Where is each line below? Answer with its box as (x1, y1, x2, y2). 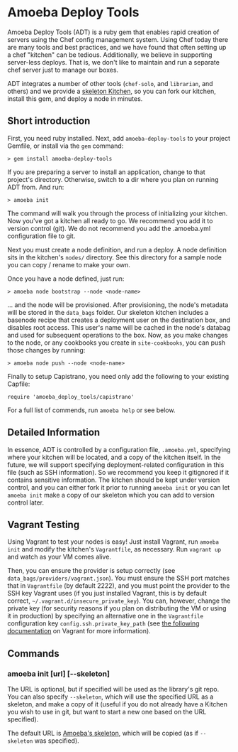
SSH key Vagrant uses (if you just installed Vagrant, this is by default (7, 589, 208, 598)
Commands (7, 648, 60, 660)
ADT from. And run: (7, 183, 64, 191)
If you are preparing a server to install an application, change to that (7, 168, 205, 176)
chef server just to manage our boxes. (7, 65, 119, 74)
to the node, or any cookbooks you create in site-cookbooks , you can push (7, 338, 225, 347)
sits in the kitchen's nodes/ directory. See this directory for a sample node (7, 253, 222, 262)
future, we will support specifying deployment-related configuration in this (7, 460, 225, 469)
